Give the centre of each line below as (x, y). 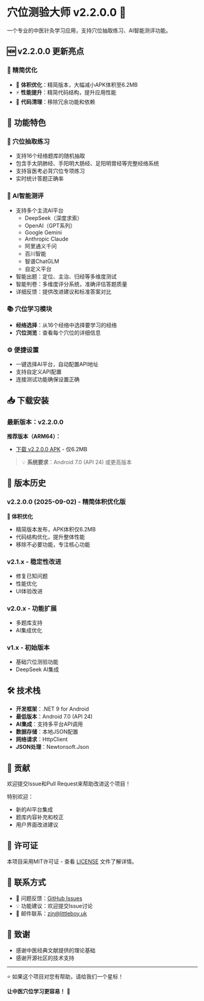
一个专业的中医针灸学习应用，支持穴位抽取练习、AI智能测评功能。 (89, 30)
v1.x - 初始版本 (28, 647)
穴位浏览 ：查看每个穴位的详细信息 (58, 332)
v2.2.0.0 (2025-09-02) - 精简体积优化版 (66, 502)
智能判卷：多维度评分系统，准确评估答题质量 (71, 284)
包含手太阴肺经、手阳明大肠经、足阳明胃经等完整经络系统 (87, 163)
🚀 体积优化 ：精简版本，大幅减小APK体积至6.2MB (77, 84)
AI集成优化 (29, 630)
